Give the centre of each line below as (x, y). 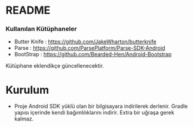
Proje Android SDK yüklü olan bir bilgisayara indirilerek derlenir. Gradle (101, 106)
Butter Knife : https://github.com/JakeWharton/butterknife (85, 42)
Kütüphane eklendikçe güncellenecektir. (55, 66)
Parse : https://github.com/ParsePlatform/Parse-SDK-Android (90, 48)
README (28, 10)
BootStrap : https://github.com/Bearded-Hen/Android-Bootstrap (93, 55)
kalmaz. (24, 119)
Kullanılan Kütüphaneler (41, 29)
